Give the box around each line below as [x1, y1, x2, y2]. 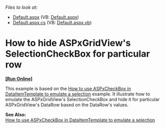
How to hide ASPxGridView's [5, 38, 131, 49]
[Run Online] [5, 76, 33, 82]
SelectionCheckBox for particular [5, 48, 150, 60]
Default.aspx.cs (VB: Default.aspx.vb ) [12, 20, 92, 25]
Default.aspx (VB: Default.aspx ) [12, 14, 79, 20]
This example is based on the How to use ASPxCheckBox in [5, 85, 131, 91]
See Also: [5, 111, 27, 117]
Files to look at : [5, 5, 38, 10]
